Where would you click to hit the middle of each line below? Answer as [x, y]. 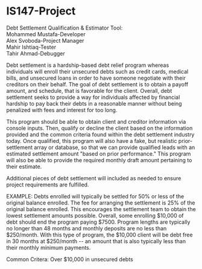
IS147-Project [41, 11]
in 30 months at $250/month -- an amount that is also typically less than [96, 241]
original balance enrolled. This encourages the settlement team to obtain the [101, 209]
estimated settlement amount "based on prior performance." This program [99, 153]
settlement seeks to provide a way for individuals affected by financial [93, 97]
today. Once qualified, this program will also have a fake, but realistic [92, 141]
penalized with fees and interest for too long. [62, 110]
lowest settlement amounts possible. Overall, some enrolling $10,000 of [95, 215]
